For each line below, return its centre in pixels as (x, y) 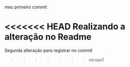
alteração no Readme (48, 37)
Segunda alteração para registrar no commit (49, 50)
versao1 (96, 60)
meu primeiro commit (26, 7)
